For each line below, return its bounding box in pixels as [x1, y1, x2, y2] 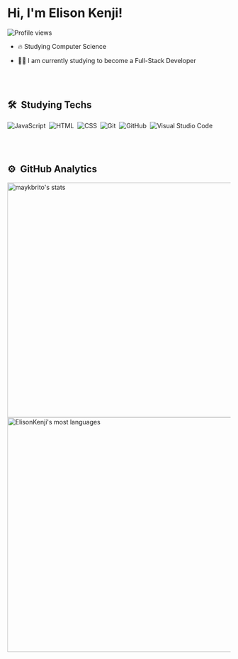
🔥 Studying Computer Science [17, 42, 107, 50]
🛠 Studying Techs [7, 99, 92, 111]
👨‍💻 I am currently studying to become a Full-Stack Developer [17, 56, 196, 64]
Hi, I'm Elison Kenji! [7, 5, 123, 21]
